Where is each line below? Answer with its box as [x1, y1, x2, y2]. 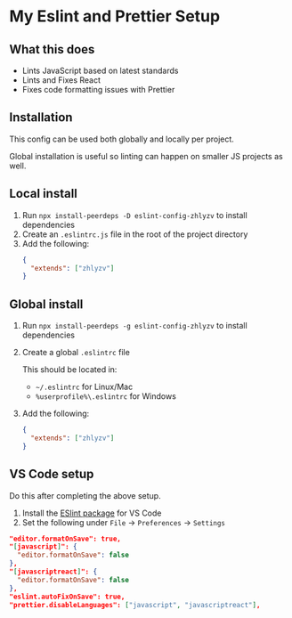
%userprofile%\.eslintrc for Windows [35, 391, 176, 402]
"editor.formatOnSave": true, [9, 534, 122, 543]
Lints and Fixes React [21, 75, 101, 85]
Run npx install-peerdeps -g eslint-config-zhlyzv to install [21, 321, 247, 331]
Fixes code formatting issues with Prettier [21, 85, 175, 94]
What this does [9, 42, 95, 57]
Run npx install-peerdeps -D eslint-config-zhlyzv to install [21, 209, 247, 220]
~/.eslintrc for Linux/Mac [35, 381, 134, 393]
